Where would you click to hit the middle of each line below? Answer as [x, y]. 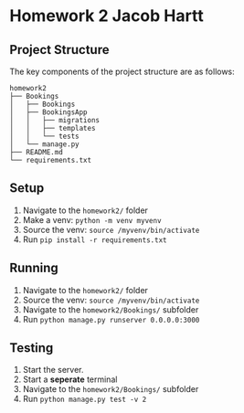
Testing [32, 348]
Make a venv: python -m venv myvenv [92, 219]
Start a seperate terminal [70, 379]
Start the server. [53, 370]
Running [34, 268]
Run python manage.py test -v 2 [85, 399]
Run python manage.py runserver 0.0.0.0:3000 [111, 319]
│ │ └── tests [44, 136]
